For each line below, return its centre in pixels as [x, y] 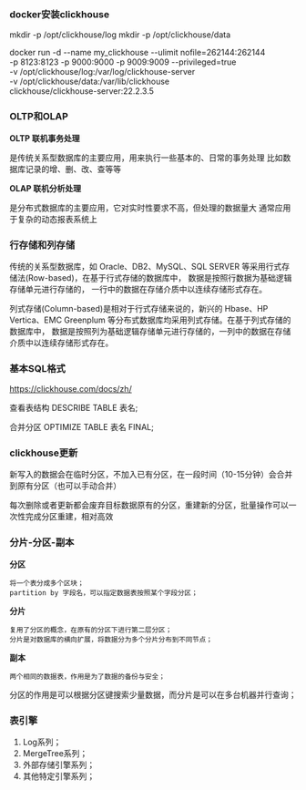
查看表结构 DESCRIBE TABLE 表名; [74, 408]
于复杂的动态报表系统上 [53, 219]
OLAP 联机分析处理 [46, 188]
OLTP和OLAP [39, 117]
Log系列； [42, 742]
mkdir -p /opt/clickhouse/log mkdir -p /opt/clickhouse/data [120, 35]
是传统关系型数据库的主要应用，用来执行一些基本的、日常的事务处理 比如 [146, 158]
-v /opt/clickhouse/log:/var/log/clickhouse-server [102, 72]
